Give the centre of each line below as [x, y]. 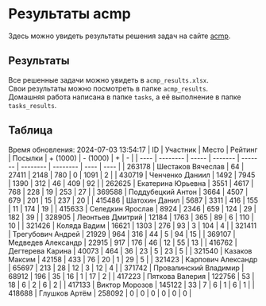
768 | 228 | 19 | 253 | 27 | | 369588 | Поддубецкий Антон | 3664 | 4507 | [128, 192]
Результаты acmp [69, 14]
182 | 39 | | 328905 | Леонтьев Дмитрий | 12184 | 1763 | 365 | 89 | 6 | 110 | [131, 217]
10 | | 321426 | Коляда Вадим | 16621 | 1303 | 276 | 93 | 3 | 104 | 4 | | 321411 [132, 225]
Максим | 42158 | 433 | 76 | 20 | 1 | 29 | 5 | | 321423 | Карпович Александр [133, 259]
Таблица [31, 131]
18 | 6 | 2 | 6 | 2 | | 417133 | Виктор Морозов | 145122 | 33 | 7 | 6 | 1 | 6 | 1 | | [132, 285]
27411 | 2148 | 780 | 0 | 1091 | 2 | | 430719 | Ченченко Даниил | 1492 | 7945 [132, 175]
